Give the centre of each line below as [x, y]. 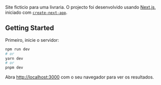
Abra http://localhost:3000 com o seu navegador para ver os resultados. [80, 77]
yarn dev [14, 58]
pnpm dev [14, 68]
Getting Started [30, 28]
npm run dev [17, 49]
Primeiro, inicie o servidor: [32, 40]
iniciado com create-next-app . [36, 12]
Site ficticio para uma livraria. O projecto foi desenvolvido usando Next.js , [80, 7]
